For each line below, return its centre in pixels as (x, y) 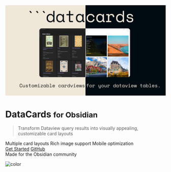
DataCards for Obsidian (52, 114)
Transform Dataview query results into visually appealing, (78, 128)
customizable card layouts (45, 134)
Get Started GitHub (25, 149)
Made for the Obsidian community (41, 154)
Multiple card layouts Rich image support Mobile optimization (69, 144)
